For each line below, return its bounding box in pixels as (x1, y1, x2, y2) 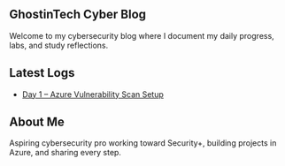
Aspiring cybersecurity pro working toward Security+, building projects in (9, 138, 277, 148)
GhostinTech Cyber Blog (9, 7, 147, 22)
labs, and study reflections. (9, 40, 109, 50)
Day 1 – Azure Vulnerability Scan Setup (21, 88, 164, 100)
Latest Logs (9, 65, 75, 80)
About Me (9, 115, 65, 130)
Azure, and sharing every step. (9, 147, 122, 158)
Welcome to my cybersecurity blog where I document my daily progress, (9, 30, 274, 41)
